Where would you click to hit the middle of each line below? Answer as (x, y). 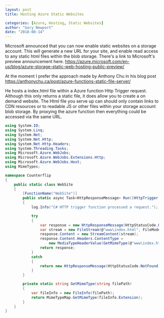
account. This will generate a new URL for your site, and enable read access (82, 51)
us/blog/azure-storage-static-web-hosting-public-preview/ (65, 67)
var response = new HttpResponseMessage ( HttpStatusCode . (99, 225)
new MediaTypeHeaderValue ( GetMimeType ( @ (90, 243)
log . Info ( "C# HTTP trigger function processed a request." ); (95, 207)
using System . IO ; (23, 126)
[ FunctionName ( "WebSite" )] (50, 193)
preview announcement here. (35, 62)
